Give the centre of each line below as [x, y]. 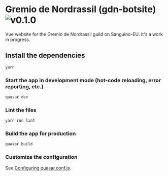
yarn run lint [20, 121]
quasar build [19, 144]
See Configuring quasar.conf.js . [38, 168]
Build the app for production [41, 133]
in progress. [18, 40]
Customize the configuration [41, 157]
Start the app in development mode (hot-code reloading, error [83, 80]
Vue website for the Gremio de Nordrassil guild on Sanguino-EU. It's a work [84, 34]
